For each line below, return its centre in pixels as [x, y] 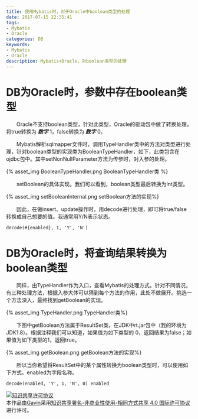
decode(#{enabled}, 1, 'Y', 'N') [47, 228]
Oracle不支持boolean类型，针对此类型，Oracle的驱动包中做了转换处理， [104, 124]
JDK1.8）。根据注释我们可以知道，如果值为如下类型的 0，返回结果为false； [96, 333]
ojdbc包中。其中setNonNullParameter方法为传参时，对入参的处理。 [88, 159]
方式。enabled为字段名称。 [44, 372]
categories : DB [25, 39]
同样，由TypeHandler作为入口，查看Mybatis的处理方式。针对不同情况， [104, 285]
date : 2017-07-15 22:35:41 [39, 17]
